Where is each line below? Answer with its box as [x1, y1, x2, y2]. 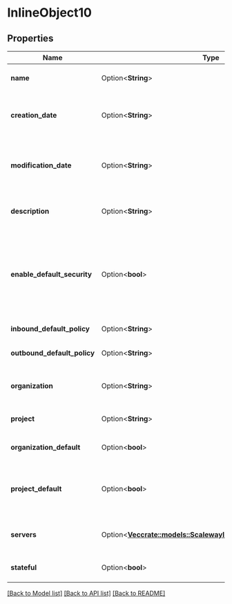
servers [10, 530, 37, 539]
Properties [7, 33, 54, 44]
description [10, 206, 50, 216]
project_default [10, 484, 62, 493]
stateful [10, 562, 37, 572]
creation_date [10, 111, 57, 120]
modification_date [10, 161, 72, 170]
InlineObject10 [7, 5, 92, 21]
